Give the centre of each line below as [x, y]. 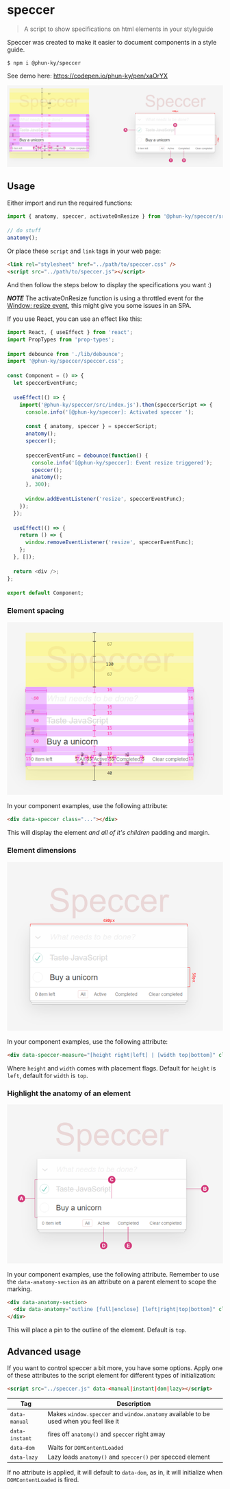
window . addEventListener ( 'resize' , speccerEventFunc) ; [105, 499]
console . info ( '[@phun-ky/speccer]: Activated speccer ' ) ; [110, 412]
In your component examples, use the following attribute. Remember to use [113, 1274]
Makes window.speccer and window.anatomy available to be [129, 1413]
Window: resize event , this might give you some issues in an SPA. [99, 305]
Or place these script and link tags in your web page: [84, 251]
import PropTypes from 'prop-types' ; [61, 339]
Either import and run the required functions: [70, 203]
